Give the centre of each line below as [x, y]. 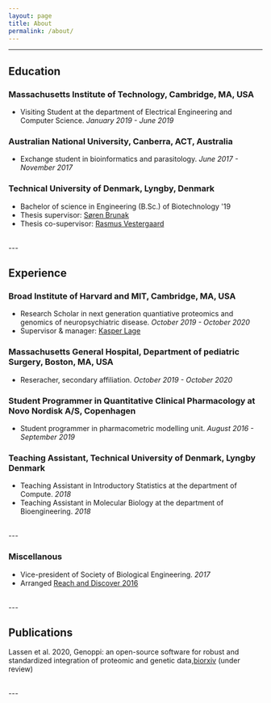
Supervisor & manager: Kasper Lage [80, 331]
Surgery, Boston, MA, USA [61, 362]
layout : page [30, 16]
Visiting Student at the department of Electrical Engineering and [126, 112]
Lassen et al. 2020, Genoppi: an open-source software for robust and [124, 652]
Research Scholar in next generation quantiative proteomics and [127, 314]
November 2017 [46, 167]
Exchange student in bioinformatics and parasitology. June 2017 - [129, 159]
